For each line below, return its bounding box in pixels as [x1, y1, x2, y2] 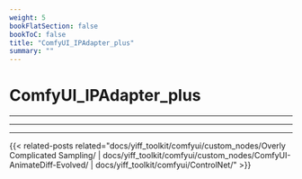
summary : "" [9, 47, 54, 56]
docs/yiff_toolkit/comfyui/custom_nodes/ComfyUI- [102, 150, 291, 161]
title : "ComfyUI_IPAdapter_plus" [9, 38, 135, 48]
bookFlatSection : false [9, 22, 99, 31]
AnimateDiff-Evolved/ [9, 159, 89, 171]
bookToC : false [9, 30, 67, 39]
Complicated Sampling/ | [9, 150, 102, 161]
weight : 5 [9, 13, 47, 22]
